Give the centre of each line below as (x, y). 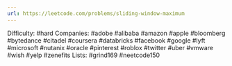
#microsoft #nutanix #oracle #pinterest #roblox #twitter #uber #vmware (110, 47)
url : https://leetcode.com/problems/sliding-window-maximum (96, 13)
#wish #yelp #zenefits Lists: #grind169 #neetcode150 (84, 55)
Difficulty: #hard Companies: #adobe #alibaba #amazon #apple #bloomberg (116, 33)
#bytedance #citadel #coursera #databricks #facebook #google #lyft (106, 40)
